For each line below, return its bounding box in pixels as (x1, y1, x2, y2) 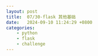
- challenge (16, 41, 45, 47)
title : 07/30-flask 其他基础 (6, 14, 76, 20)
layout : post (6, 8, 38, 15)
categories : (6, 24, 35, 31)
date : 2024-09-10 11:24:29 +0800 (6, 19, 93, 25)
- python (16, 30, 38, 36)
